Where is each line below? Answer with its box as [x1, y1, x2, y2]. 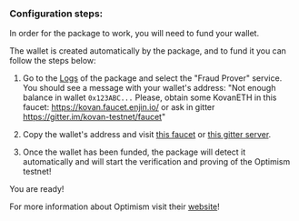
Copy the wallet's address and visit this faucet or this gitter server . [22, 129, 272, 140]
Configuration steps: [9, 7, 104, 20]
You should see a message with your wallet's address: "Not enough [22, 83, 276, 94]
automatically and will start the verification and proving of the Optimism [22, 156, 291, 167]
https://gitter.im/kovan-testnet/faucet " [22, 112, 166, 123]
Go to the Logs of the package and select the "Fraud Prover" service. [22, 73, 283, 84]
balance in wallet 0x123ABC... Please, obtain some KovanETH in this [22, 92, 277, 103]
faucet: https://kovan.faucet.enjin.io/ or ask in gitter [22, 102, 215, 113]
